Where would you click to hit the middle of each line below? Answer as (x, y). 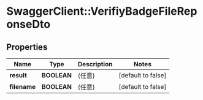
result (18, 75)
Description (95, 64)
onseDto (29, 24)
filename (23, 87)
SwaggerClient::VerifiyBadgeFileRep (102, 11)
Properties (27, 47)
